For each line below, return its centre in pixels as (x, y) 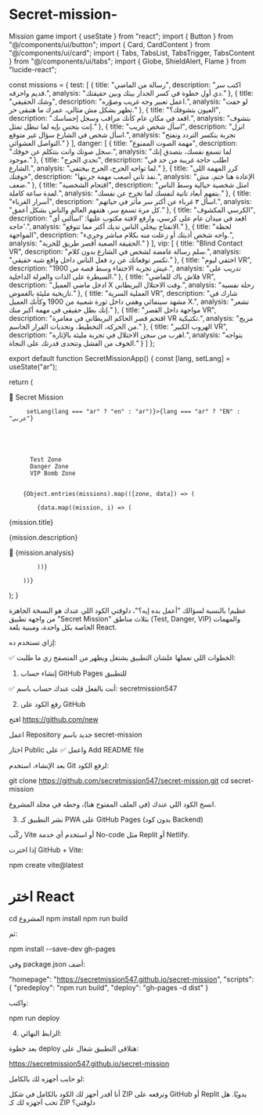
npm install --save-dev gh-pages (62, 949)
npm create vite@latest (46, 865)
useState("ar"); (33, 366)
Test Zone (45, 459)
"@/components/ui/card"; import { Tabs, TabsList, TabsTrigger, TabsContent (132, 53)
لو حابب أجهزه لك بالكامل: (47, 1079)
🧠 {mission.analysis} (42, 552)
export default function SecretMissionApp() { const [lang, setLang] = (120, 358)
